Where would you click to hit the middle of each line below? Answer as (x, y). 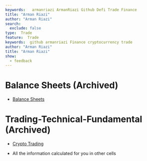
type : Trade (19, 33)
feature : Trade (22, 38)
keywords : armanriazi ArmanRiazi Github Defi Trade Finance (71, 10)
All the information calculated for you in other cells (64, 154)
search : (13, 24)
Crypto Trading (28, 144)
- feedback (21, 61)
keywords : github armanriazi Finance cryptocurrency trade (69, 42)
